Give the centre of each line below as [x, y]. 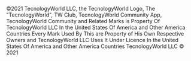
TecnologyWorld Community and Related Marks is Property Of [83, 21]
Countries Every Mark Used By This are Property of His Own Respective [95, 34]
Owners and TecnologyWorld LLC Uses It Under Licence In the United [92, 40]
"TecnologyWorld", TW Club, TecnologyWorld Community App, [84, 15]
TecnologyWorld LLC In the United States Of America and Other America [96, 27]
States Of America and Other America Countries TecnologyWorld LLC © [95, 46]
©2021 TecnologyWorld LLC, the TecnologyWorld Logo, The [81, 9]
